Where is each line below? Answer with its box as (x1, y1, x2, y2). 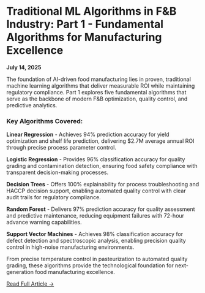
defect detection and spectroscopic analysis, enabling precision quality (6, 237, 187, 245)
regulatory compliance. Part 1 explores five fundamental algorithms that (6, 88, 187, 96)
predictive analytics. (6, 101, 58, 108)
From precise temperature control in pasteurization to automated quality (6, 256, 188, 263)
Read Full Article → (6, 280, 54, 287)
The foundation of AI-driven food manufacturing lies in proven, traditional (6, 75, 192, 83)
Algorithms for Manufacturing (6, 31, 162, 44)
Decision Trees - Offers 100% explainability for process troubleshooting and (6, 181, 199, 188)
